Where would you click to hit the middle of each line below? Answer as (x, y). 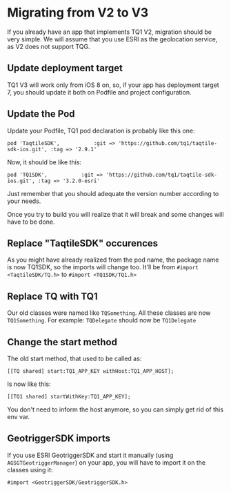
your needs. (24, 201)
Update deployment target (65, 68)
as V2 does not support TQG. (49, 46)
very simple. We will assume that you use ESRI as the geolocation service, (112, 39)
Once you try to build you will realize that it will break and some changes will (115, 214)
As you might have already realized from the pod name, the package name (113, 260)
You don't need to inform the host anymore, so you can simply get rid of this (115, 409)
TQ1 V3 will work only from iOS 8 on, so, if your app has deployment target (113, 85)
